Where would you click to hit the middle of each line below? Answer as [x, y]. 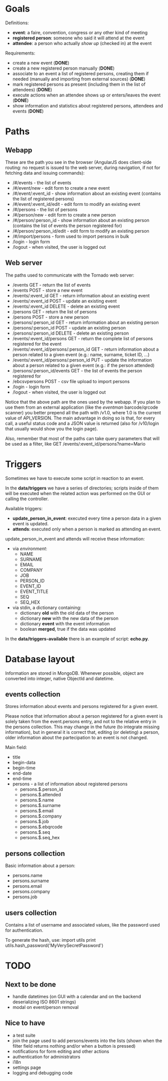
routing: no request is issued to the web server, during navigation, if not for [83, 168]
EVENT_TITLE [34, 591]
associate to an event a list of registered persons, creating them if [80, 73]
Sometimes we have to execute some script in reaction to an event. [75, 478]
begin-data [24, 763]
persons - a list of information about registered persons [70, 784]
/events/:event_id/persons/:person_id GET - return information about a [86, 349]
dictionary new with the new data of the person [69, 618]
